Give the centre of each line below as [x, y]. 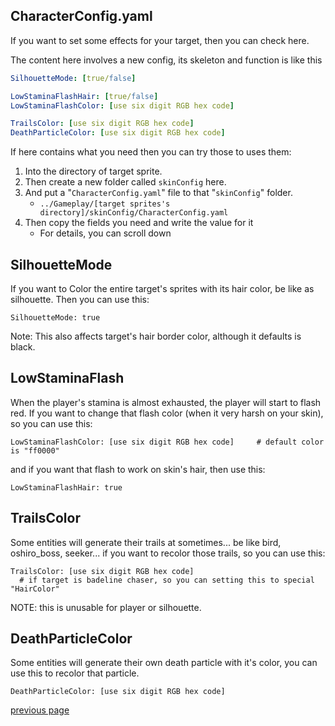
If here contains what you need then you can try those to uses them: [151, 152]
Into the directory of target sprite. [93, 171]
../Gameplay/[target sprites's [105, 204]
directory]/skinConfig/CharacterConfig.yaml [134, 213]
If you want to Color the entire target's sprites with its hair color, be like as [162, 288]
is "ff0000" [35, 450]
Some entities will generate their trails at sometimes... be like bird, [146, 542]
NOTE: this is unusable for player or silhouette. [106, 607]
